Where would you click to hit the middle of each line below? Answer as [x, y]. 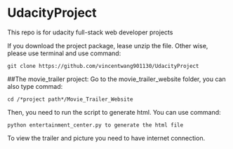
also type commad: [35, 86]
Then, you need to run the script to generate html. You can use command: [114, 112]
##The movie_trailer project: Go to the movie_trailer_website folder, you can [116, 79]
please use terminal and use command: [64, 53]
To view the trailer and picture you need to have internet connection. [106, 138]
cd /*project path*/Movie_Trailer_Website [70, 99]
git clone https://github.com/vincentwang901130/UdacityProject [103, 66]
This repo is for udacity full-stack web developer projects [90, 32]
